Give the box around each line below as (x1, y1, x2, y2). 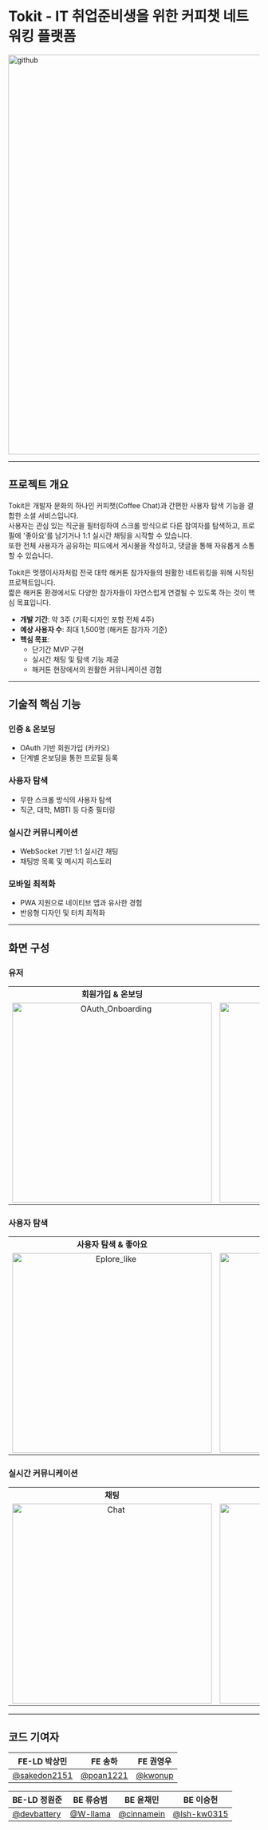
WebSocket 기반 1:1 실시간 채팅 (19, 846, 119, 856)
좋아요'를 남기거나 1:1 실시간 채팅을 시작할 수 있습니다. (25, 531, 193, 540)
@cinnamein (118, 1808, 166, 1820)
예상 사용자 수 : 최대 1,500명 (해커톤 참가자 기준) (19, 624, 167, 634)
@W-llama (69, 1808, 112, 1820)
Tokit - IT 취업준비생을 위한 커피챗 (8, 7, 220, 26)
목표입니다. (16, 597, 52, 607)
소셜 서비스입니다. (22, 511, 79, 520)
